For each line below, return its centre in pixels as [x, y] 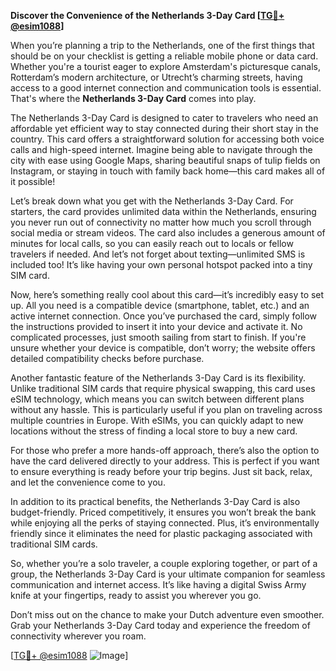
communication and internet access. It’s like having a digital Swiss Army [158, 584]
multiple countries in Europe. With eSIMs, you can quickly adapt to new [157, 420]
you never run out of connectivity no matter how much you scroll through [161, 222]
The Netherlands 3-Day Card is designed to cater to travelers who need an [164, 118]
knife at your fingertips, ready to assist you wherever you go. [136, 595]
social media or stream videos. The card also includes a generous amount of [168, 233]
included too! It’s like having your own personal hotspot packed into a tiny [161, 264]
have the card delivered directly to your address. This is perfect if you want [165, 461]
